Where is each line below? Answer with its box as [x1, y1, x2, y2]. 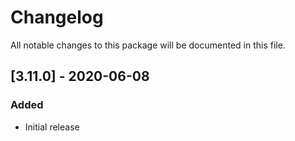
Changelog [10, 6, 104, 29]
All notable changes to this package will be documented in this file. [10, 39, 286, 51]
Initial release [24, 121, 80, 133]
